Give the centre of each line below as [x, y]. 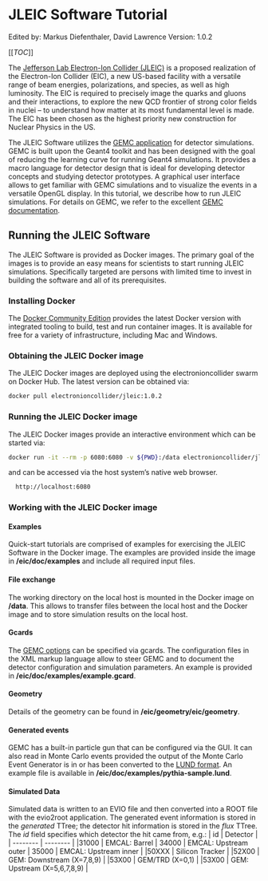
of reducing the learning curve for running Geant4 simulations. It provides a [132, 159]
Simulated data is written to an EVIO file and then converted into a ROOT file [133, 809]
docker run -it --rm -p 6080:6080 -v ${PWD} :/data [94, 457]
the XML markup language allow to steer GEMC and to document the [121, 658]
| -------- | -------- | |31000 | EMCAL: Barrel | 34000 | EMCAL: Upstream [128, 843]
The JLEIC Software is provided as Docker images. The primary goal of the [132, 255]
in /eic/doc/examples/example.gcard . [72, 675]
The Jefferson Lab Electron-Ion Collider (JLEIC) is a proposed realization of [132, 67]
